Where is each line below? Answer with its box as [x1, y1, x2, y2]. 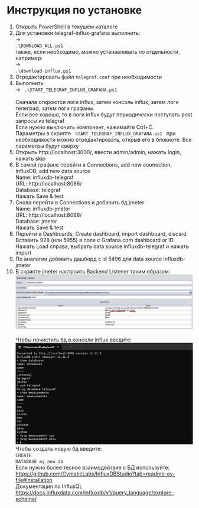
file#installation [15, 476, 53, 483]
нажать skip [15, 155, 46, 162]
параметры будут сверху [15, 142, 79, 149]
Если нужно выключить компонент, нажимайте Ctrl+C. [15, 123, 154, 131]
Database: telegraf [15, 186, 61, 193]
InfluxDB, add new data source [15, 167, 91, 174]
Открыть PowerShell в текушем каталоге [15, 23, 118, 30]
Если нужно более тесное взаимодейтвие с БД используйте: [15, 464, 170, 471]
